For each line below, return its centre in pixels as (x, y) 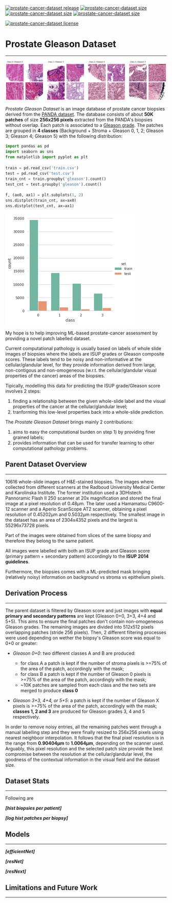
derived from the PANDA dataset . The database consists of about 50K (79, 114)
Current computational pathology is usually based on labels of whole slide (83, 348)
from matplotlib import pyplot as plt (47, 157)
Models (17, 834)
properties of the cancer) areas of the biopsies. (55, 376)
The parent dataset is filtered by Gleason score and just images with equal (84, 610)
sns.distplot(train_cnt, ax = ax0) (41, 200)
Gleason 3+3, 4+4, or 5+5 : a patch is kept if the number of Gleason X (86, 700)
